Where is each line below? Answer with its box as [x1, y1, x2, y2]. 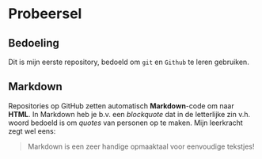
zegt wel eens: [8, 126, 56, 135]
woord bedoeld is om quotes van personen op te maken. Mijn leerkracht [8, 118, 243, 127]
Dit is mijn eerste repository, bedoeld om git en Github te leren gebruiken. [8, 57, 249, 66]
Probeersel [8, 5, 82, 23]
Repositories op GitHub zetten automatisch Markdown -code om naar [8, 100, 235, 111]
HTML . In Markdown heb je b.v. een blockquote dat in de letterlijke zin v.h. [8, 109, 251, 119]
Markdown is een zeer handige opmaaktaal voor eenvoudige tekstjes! [27, 142, 255, 151]
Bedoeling [8, 36, 59, 50]
